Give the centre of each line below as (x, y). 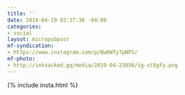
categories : (24, 26)
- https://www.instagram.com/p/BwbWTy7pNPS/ (72, 53)
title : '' (21, 14)
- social (20, 33)
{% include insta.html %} (43, 85)
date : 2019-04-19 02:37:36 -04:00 (57, 20)
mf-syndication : (30, 46)
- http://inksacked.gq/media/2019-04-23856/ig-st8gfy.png (92, 65)
